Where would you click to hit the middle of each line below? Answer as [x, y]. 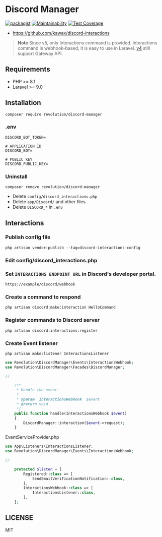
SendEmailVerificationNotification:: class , [78, 479]
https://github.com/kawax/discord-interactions [61, 33]
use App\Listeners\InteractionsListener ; [49, 446]
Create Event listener [31, 343]
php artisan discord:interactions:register [52, 331]
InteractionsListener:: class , [64, 493]
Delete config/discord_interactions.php [55, 196]
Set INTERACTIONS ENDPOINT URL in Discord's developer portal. [80, 274]
